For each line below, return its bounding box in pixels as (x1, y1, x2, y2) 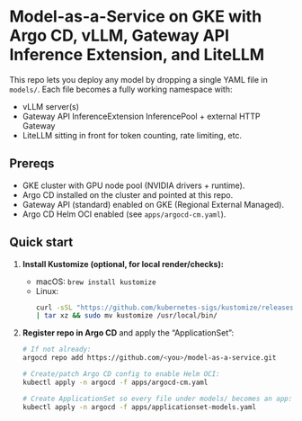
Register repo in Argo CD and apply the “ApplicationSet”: (22, 327, 235, 338)
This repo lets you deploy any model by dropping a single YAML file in (9, 74, 268, 85)
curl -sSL (35, 303, 74, 312)
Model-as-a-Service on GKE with (9, 6, 262, 27)
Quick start (9, 235, 74, 250)
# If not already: (22, 345, 92, 354)
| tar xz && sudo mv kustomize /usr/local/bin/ (35, 311, 218, 320)
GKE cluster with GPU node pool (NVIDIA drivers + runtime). (22, 180, 245, 191)
